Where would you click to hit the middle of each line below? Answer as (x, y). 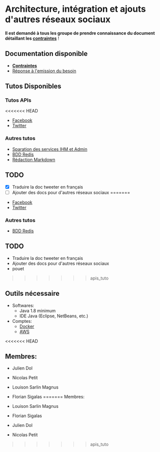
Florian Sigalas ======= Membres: (48, 397)
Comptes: (22, 321)
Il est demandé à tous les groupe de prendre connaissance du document (80, 33)
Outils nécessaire (32, 294)
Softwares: (23, 305)
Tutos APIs (18, 100)
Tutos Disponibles (33, 86)
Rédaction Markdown (34, 159)
